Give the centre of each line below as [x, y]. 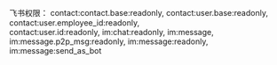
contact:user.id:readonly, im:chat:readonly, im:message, [112, 32]
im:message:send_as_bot [55, 51]
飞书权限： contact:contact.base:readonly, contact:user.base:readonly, [139, 13]
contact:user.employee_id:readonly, [75, 23]
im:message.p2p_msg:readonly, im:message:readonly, [109, 41]
